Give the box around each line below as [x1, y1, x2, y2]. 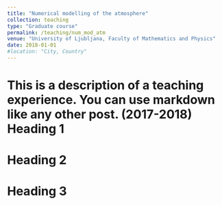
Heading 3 [7, 184, 67, 199]
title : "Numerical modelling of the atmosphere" [7, 10, 149, 17]
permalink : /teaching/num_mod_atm [7, 29, 106, 36]
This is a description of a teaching [7, 78, 204, 93]
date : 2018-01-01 [7, 42, 57, 49]
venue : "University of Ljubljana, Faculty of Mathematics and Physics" [7, 36, 216, 42]
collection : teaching [7, 16, 69, 23]
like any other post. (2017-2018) [7, 107, 193, 122]
